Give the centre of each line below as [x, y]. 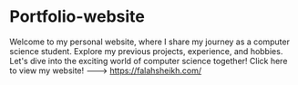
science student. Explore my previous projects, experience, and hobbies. [146, 51]
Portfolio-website [77, 17]
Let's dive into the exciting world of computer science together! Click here [149, 61]
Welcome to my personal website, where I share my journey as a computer [149, 42]
